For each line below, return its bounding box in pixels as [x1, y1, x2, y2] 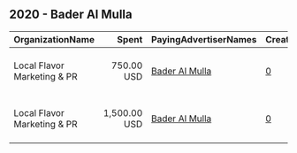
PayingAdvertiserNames [151, 33, 257, 45]
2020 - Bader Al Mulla [9, 7, 133, 22]
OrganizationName [13, 33, 95, 45]
